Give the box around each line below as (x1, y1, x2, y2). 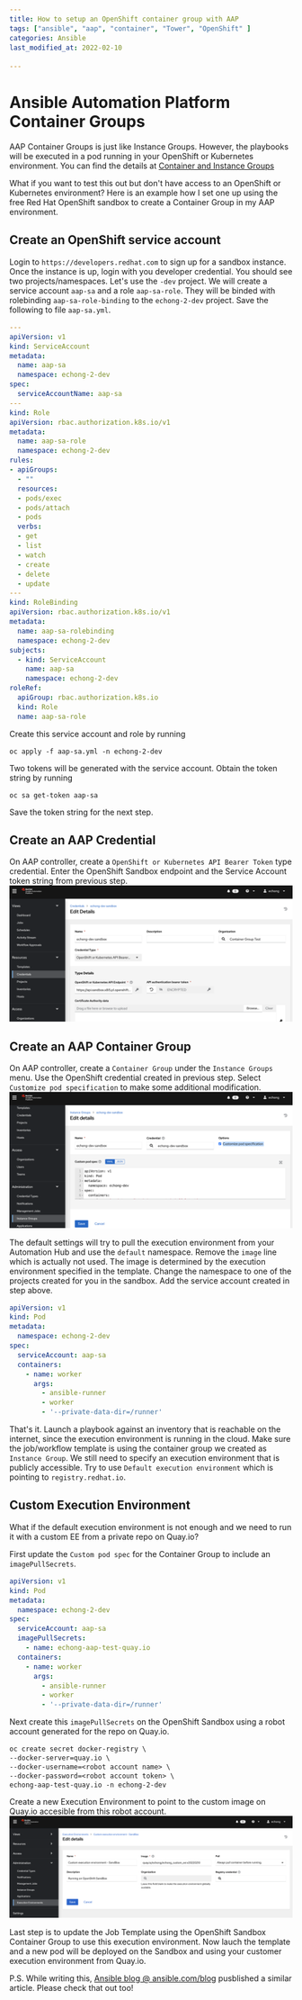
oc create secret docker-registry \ (9, 1744, 147, 1754)
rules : (9, 455, 34, 465)
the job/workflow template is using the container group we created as (9, 1443, 267, 1454)
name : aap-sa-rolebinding (17, 626, 115, 635)
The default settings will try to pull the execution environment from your (9, 1237, 275, 1248)
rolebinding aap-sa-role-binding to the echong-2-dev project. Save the (9, 294, 269, 305)
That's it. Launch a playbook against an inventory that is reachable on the (9, 1424, 281, 1435)
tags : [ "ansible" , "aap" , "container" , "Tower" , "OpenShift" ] (9, 23, 252, 33)
